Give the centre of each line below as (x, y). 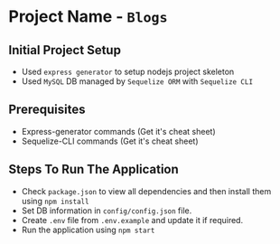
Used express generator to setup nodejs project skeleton (128, 71)
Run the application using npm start (88, 230)
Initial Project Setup (65, 50)
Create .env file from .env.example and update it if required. (132, 220)
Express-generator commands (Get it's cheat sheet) (118, 131)
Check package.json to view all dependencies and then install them (146, 191)
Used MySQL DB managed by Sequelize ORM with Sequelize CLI (137, 81)
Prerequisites (47, 110)
